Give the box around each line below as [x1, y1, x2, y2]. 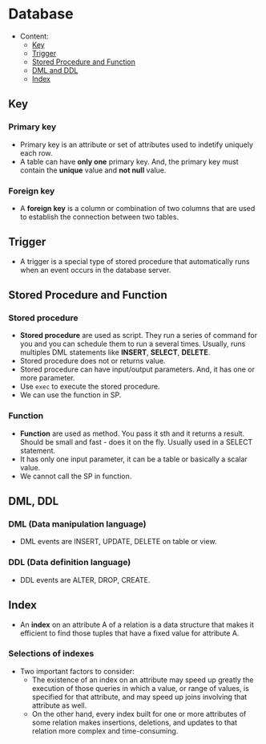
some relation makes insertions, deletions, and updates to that [31, 718, 238, 727]
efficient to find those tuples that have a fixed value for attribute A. [19, 628, 240, 638]
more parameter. [19, 373, 75, 383]
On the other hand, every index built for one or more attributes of [31, 709, 247, 718]
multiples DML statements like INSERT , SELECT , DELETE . [19, 348, 211, 357]
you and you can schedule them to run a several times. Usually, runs [19, 339, 246, 349]
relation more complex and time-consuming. [31, 726, 179, 735]
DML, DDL [8, 494, 59, 508]
